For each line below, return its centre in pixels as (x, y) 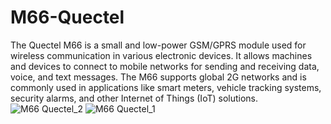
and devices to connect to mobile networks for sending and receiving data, (165, 66)
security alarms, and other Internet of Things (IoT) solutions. (134, 98)
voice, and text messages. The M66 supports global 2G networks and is (158, 77)
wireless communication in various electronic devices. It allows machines (161, 55)
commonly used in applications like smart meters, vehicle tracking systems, (166, 87)
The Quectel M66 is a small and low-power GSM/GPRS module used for (158, 45)
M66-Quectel (67, 17)
